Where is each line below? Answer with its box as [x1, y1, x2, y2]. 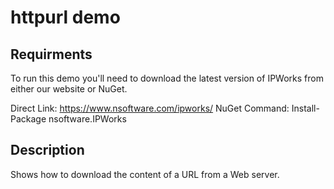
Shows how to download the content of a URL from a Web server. [10, 168, 280, 180]
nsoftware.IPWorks [48, 113, 127, 125]
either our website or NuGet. [10, 83, 128, 95]
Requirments [10, 46, 93, 63]
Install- [291, 102, 320, 114]
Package [10, 113, 47, 125]
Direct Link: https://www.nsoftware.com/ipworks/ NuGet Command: [10, 102, 290, 114]
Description [10, 142, 85, 159]
